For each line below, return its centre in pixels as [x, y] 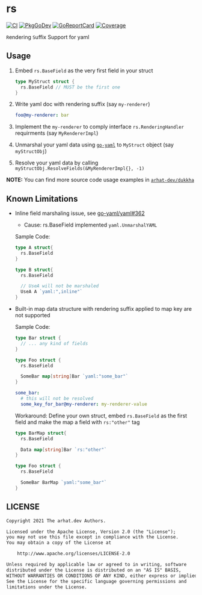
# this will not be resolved [57, 399]
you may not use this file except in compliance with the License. [93, 537]
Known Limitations [42, 198]
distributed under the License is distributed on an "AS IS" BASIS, [94, 570]
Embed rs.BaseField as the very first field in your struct [84, 70]
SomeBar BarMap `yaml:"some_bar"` [64, 483]
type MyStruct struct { [45, 81]
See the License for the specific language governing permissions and [96, 581]
